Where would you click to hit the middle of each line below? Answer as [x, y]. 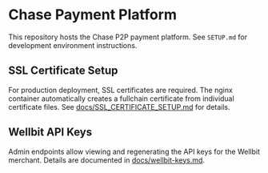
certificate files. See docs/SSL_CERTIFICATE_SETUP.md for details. [119, 107]
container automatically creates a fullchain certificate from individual [121, 99]
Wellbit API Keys [50, 133]
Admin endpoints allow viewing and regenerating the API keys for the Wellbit [134, 151]
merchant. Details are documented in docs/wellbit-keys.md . [107, 160]
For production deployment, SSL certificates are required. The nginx [121, 90]
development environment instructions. [73, 45]
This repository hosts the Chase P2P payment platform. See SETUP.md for [128, 37]
